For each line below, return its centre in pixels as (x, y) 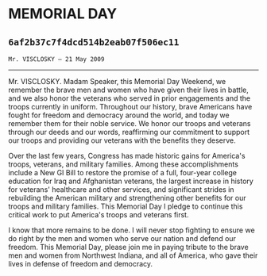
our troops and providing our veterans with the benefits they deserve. (122, 140)
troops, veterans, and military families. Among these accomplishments (123, 164)
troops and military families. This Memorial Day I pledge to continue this (126, 206)
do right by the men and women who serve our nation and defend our (122, 238)
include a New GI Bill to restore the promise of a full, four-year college (122, 172)
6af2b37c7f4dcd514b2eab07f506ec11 (94, 42)
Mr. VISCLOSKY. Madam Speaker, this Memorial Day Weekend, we (117, 81)
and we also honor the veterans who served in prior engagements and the (130, 98)
